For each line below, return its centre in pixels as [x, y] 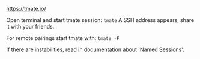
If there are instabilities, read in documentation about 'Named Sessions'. [95, 49]
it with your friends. [30, 27]
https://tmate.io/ [26, 9]
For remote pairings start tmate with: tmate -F [63, 38]
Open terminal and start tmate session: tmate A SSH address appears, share [100, 20]
